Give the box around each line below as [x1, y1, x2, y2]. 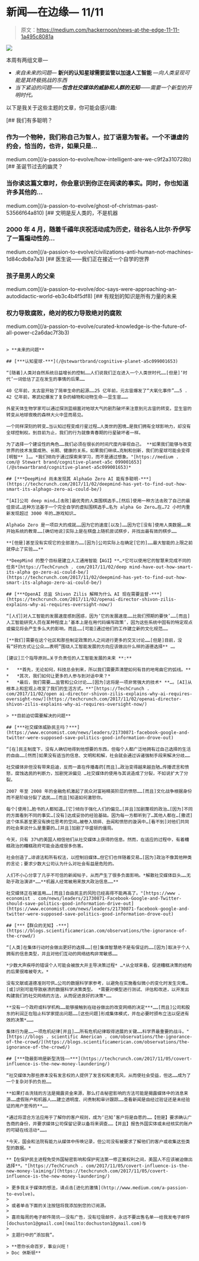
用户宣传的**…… [14, 1103, 48, 1109]
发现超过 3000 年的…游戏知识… [10, 511, 77, 517]
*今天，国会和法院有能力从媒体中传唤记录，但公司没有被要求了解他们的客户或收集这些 [6, 1139, 186, 1145]
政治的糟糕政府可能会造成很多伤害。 [10, 843, 86, 849]
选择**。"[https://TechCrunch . [6, 1163, 84, 1169]
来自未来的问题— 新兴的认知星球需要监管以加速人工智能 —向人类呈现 [14, 69, 185, 76]
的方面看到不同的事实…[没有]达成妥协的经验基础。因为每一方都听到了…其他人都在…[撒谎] [6, 813, 193, 819]
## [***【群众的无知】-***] [6, 923, 70, 929]
